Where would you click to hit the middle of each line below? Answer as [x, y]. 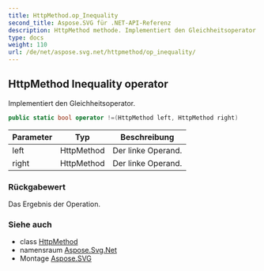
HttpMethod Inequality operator [88, 84]
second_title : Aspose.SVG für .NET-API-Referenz [90, 23]
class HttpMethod [49, 242]
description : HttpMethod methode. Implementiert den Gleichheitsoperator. [134, 30]
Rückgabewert [37, 186]
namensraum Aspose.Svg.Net [68, 250]
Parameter [32, 137]
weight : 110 [28, 45]
